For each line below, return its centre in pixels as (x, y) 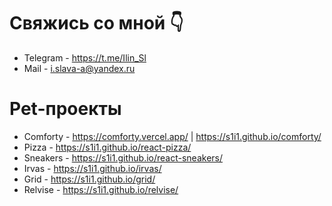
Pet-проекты (65, 109)
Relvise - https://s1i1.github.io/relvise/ (101, 189)
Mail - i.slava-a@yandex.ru (79, 68)
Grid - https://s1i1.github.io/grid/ (89, 179)
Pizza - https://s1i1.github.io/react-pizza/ (107, 147)
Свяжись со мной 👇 (96, 23)
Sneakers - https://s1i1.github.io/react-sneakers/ (123, 157)
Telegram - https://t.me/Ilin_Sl (85, 57)
